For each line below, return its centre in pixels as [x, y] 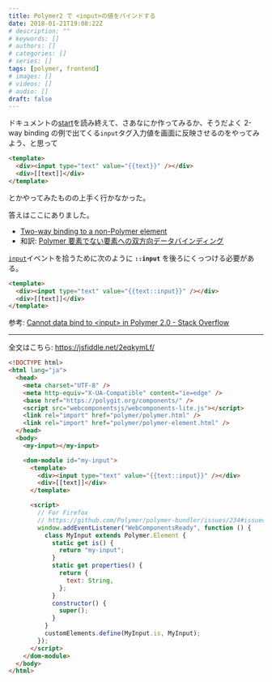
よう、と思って [33, 144]
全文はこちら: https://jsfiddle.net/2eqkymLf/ [82, 347]
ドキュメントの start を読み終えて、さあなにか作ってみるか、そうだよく [125, 123]
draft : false [30, 99]
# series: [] [30, 62]
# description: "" [39, 31]
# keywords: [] [34, 39]
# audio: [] [28, 91]
